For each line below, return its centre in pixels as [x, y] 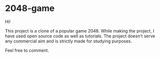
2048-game [30, 8]
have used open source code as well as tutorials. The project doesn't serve [80, 36]
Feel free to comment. [27, 50]
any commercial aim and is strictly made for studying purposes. [69, 41]
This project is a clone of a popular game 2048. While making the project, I [80, 31]
